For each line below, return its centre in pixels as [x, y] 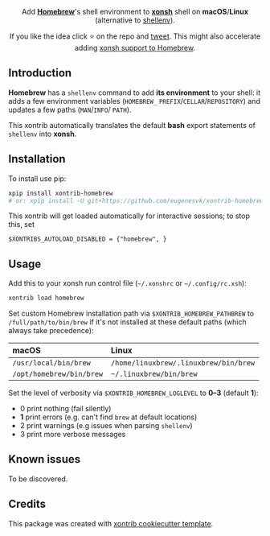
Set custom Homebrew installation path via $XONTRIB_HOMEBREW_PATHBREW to [131, 314]
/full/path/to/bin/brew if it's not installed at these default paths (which [127, 322]
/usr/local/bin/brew [51, 363]
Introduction [40, 73]
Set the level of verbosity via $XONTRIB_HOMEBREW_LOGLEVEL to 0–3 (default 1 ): [133, 393]
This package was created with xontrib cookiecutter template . [111, 523]
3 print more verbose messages [73, 435]
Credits [27, 504]
